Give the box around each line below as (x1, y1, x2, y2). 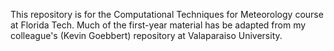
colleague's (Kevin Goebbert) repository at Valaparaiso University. (10, 30, 283, 41)
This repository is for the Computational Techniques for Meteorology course (10, 9, 324, 20)
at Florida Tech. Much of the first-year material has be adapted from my (10, 19, 307, 31)
